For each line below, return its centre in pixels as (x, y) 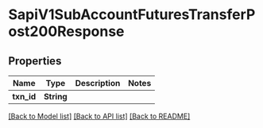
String (55, 97)
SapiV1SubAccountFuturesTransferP (132, 15)
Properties (35, 61)
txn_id (24, 97)
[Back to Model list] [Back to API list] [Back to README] (99, 116)
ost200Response (66, 31)
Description (98, 83)
